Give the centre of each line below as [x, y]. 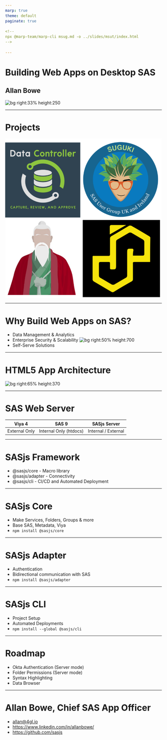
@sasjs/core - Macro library [41, 471]
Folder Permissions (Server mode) [47, 673]
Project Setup [26, 618]
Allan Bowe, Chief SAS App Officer [78, 708]
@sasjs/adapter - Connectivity [44, 476]
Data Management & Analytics [43, 335]
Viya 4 [21, 424]
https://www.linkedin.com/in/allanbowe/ [53, 727]
